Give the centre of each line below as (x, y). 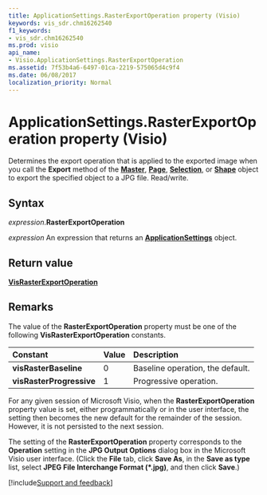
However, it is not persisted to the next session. (86, 426)
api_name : (25, 53)
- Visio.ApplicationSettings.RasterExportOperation (96, 61)
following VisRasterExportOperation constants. (87, 335)
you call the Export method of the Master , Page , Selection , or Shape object (133, 169)
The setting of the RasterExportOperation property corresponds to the (125, 442)
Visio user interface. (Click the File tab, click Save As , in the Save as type (129, 458)
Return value (41, 263)
